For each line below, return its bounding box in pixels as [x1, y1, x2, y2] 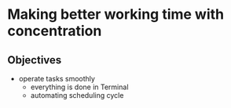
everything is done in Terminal [30, 82, 129, 92]
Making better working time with [7, 5, 225, 23]
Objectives [7, 53, 62, 67]
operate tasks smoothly [18, 74, 96, 83]
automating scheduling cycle [30, 91, 124, 99]
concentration [7, 22, 102, 40]
